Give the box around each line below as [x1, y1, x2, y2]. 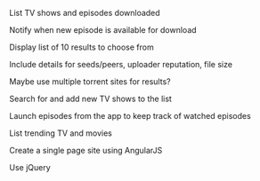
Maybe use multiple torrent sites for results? [9, 76, 171, 87]
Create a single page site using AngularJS [9, 146, 163, 155]
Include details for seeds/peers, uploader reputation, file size [9, 59, 233, 69]
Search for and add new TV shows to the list [9, 93, 172, 104]
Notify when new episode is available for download [9, 25, 198, 35]
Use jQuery [9, 162, 51, 172]
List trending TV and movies [9, 128, 113, 138]
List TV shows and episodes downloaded [9, 8, 160, 18]
